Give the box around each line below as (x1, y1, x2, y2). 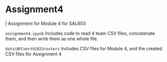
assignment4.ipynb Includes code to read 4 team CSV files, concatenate (5, 30, 155, 36)
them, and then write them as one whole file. (5, 36, 98, 42)
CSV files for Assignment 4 (5, 51, 62, 57)
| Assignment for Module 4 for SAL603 (5, 20, 86, 26)
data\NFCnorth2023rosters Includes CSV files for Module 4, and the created (5, 45, 163, 51)
